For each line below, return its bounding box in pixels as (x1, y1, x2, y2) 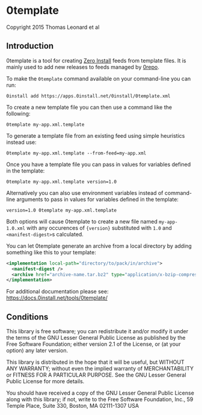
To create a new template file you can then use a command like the (6, 103, 173, 111)
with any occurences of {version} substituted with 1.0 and (26, 224, 173, 232)
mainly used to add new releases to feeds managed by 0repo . (6, 63, 159, 70)
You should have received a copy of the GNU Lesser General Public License (6, 389, 194, 397)
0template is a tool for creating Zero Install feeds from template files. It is (6, 57, 186, 64)
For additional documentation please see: (6, 288, 109, 295)
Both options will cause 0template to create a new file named (6, 218, 158, 225)
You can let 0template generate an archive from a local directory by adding (6, 242, 192, 250)
